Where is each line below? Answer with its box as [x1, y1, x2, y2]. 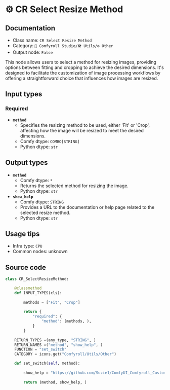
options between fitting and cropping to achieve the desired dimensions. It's [5, 64, 164, 70]
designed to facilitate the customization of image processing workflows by [5, 70, 161, 76]
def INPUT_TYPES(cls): [14, 290, 62, 295]
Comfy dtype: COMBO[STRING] [20, 138, 80, 144]
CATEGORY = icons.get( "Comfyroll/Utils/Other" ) [14, 351, 116, 357]
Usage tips [5, 229, 40, 238]
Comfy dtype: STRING [20, 199, 64, 205]
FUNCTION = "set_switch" [14, 347, 67, 352]
